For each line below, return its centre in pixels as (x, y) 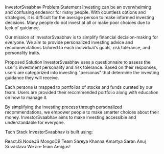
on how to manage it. (26, 97)
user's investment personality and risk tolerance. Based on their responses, (81, 67)
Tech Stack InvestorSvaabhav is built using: (49, 132)
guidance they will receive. (32, 78)
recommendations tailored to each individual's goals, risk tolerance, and (78, 48)
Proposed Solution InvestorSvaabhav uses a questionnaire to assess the (78, 62)
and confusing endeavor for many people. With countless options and (75, 12)
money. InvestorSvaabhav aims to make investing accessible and (70, 117)
